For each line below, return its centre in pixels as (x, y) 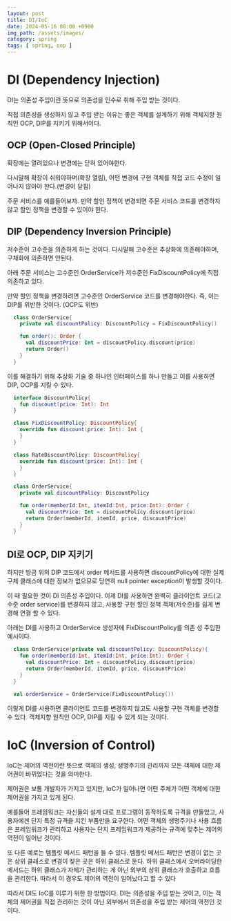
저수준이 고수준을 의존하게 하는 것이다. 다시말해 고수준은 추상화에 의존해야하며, (113, 249)
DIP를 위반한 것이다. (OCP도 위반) (53, 304)
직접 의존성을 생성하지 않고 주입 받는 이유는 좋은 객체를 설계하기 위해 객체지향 (111, 114)
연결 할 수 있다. (40, 613)
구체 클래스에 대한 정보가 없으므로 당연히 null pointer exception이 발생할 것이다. (115, 581)
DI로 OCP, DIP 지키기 (50, 554)
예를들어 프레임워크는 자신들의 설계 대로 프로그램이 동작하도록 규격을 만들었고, (112, 812)
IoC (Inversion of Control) (81, 745)
